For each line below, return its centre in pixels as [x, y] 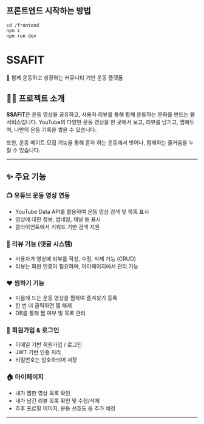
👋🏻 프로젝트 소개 [36, 99]
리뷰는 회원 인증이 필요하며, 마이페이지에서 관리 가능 [76, 266]
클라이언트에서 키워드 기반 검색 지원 [57, 227]
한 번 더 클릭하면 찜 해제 [43, 305]
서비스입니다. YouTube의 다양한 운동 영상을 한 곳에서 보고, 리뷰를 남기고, [92, 122]
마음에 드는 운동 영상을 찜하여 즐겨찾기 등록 [66, 298]
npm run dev [21, 36]
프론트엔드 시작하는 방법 [49, 11]
